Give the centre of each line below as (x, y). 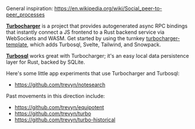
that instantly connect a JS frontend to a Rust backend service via (85, 32)
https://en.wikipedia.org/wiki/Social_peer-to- (108, 8)
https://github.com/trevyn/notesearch (60, 85)
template (17, 44)
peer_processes (25, 15)
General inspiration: (30, 8)
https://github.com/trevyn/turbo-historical (65, 120)
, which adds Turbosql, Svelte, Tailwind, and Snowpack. (94, 44)
